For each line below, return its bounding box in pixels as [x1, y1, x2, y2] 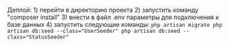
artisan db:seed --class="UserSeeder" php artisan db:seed [7, 27, 181, 34]
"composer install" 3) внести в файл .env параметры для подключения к [7, 13, 219, 21]
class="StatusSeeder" [7, 34, 70, 41]
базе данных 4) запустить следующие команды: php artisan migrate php [7, 21, 223, 28]
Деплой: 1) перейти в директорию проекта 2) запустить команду [7, 6, 199, 14]
